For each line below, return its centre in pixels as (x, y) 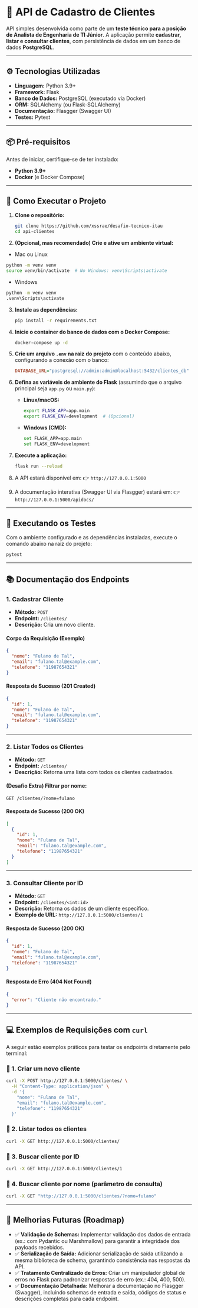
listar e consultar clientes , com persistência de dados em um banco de (93, 41)
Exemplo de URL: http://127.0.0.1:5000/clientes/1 (79, 915)
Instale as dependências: (46, 309)
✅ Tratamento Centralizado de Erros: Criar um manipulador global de (100, 1273)
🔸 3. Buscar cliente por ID (43, 1157)
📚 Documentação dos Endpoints (68, 579)
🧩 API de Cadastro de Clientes (81, 12)
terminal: (17, 1053)
